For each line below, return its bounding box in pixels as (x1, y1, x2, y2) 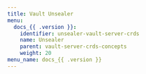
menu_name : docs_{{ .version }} (7, 56, 102, 63)
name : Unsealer (20, 37, 65, 44)
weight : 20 (20, 50, 52, 57)
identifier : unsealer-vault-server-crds (20, 30, 140, 37)
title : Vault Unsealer (7, 10, 74, 18)
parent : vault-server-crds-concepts (20, 43, 128, 50)
